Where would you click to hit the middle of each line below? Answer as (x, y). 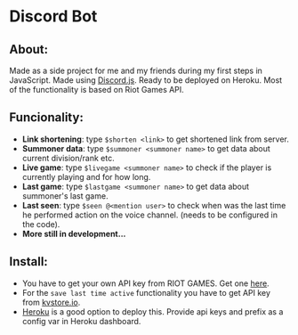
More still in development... (74, 233)
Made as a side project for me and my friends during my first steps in (136, 70)
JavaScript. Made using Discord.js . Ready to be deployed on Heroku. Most (146, 80)
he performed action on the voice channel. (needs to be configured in (150, 215)
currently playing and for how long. (86, 176)
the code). (41, 224)
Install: (29, 261)
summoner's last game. (65, 196)
